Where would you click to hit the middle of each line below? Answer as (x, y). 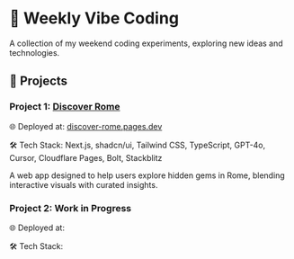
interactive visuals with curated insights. (84, 184)
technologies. (35, 52)
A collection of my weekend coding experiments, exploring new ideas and (146, 43)
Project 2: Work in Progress (71, 208)
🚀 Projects (39, 81)
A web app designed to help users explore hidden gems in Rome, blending (147, 175)
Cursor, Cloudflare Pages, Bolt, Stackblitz (86, 157)
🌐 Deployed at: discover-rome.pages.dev (86, 126)
